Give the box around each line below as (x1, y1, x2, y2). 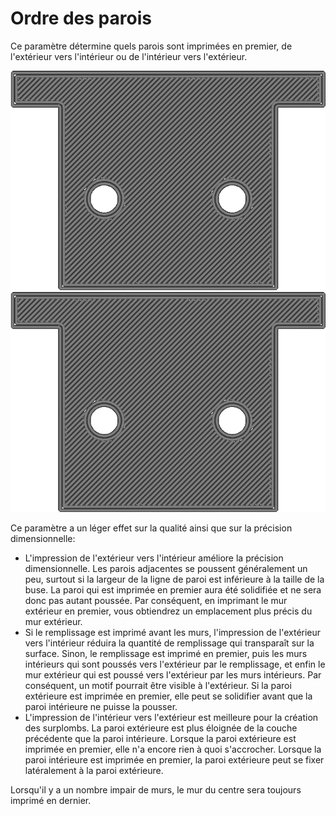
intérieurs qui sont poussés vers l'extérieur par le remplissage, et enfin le (24, 658, 326, 670)
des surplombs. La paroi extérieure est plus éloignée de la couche (24, 722, 298, 734)
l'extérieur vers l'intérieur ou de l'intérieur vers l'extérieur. (10, 50, 248, 62)
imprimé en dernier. (10, 794, 92, 806)
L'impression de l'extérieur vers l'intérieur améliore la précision (24, 552, 284, 564)
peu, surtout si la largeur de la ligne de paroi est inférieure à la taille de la (24, 573, 325, 585)
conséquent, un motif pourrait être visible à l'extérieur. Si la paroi (24, 679, 292, 691)
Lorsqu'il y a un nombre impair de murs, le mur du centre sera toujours (10, 783, 302, 796)
